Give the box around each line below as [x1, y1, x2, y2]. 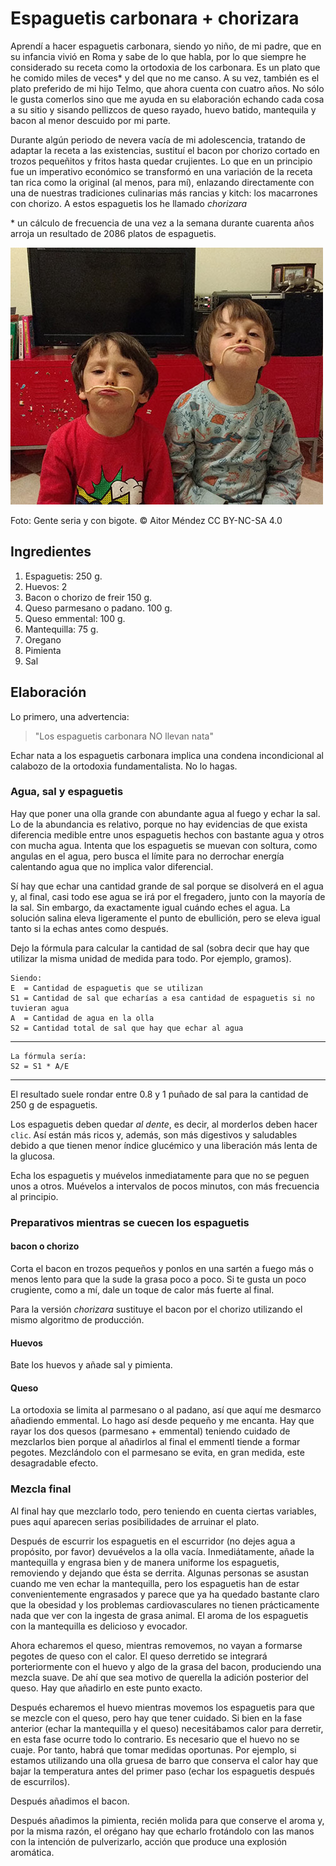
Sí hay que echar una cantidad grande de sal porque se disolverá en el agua [10, 880, 324, 892]
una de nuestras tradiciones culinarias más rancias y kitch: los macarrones [10, 187, 318, 199]
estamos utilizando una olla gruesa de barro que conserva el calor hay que [10, 1754, 319, 1766]
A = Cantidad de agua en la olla [10, 1013, 155, 1023]
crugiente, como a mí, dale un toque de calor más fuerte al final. [10, 1283, 275, 1296]
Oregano [24, 633, 62, 646]
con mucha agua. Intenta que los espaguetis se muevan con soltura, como [10, 839, 318, 851]
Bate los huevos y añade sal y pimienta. [10, 1359, 173, 1371]
